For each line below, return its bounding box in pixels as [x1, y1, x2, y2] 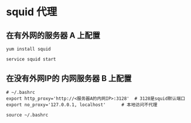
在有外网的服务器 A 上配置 [6, 30, 101, 40]
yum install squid [6, 46, 51, 52]
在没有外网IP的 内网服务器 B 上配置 [6, 73, 132, 83]
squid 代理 [6, 5, 57, 19]
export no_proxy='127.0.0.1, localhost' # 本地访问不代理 [6, 101, 158, 108]
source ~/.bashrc [6, 112, 49, 118]
